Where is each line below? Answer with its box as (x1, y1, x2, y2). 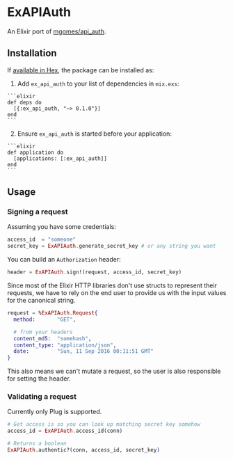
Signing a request (7, 207, 68, 216)
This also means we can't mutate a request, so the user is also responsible (7, 367, 221, 376)
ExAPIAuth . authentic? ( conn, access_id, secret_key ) (7, 447, 160, 454)
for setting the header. (7, 374, 71, 383)
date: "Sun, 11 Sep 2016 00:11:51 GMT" (13, 348, 154, 355)
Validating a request (7, 392, 77, 402)
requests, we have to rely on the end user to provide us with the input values (7, 289, 227, 297)
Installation (7, 47, 57, 59)
